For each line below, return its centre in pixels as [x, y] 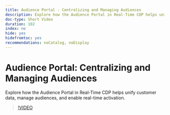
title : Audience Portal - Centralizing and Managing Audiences [73, 10]
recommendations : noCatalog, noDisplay [47, 43]
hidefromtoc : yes [24, 38]
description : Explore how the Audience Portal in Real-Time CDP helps [81, 15]
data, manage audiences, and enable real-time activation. [65, 98]
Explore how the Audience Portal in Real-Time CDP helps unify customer [81, 92]
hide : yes [16, 33]
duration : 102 [20, 24]
